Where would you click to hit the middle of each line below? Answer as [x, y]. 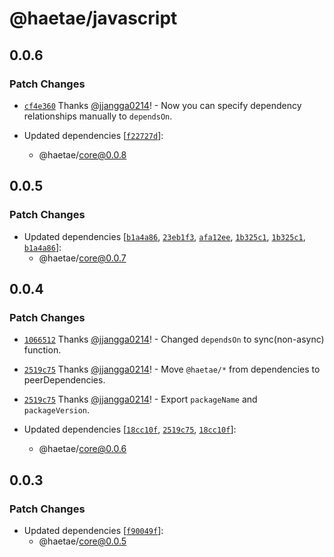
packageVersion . [57, 410]
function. [42, 350]
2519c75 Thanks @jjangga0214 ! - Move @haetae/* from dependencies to [172, 369]
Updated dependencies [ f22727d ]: [93, 135]
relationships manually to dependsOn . [98, 116]
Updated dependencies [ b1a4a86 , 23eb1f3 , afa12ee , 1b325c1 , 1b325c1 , [164, 236]
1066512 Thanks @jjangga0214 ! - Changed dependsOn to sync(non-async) [174, 339]
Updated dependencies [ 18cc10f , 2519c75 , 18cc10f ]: [130, 429]
